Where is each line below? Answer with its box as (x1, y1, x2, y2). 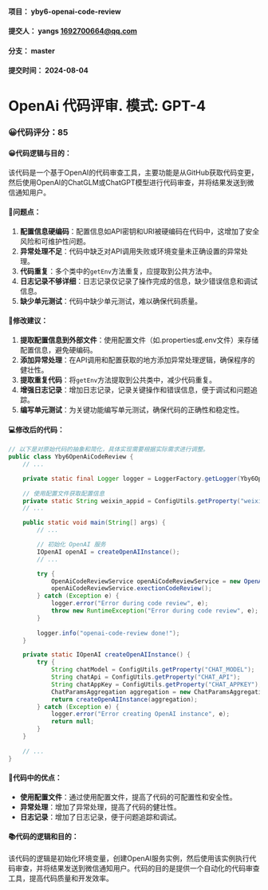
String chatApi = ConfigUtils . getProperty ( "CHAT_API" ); (50, 673, 241, 681)
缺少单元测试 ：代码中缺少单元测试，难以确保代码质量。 (19, 296, 202, 305)
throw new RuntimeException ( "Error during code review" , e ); (50, 607, 259, 615)
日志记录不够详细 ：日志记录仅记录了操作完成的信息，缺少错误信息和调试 (19, 276, 258, 286)
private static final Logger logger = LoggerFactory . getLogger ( (22, 475, 241, 482)
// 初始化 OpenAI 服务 (37, 541, 106, 549)
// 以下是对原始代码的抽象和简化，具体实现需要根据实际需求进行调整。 (8, 446, 209, 454)
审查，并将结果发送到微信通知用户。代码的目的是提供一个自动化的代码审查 (14, 863, 260, 872)
